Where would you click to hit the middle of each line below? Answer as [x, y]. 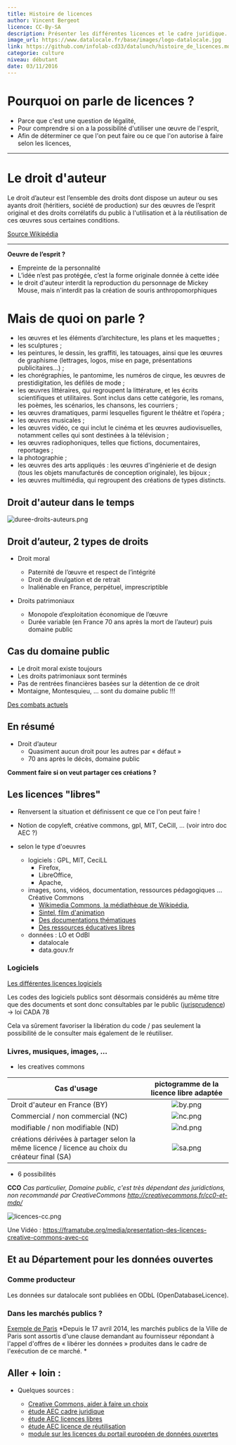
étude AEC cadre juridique [66, 1411]
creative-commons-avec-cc [48, 1238]
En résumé [31, 727]
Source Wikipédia [33, 234]
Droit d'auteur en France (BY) [59, 1105]
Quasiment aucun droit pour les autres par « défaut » [104, 751]
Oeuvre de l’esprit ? [36, 254]
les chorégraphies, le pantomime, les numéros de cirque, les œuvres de [122, 376]
